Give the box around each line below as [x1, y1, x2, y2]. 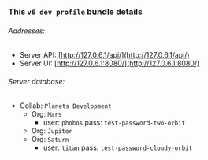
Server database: [8, 76, 65, 86]
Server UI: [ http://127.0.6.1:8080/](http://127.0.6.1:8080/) [19, 58, 200, 69]
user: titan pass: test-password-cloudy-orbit [43, 143, 193, 152]
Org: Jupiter [31, 126, 73, 136]
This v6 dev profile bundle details [8, 6, 143, 17]
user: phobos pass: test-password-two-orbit [43, 117, 186, 128]
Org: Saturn [31, 135, 69, 144]
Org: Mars [31, 110, 62, 119]
